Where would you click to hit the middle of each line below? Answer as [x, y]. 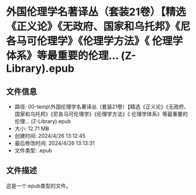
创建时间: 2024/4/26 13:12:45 [50, 136]
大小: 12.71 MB [32, 128]
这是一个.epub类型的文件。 [39, 186]
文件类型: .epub [33, 150]
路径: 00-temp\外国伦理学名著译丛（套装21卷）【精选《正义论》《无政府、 [102, 107]
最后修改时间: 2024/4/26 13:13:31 [54, 143]
